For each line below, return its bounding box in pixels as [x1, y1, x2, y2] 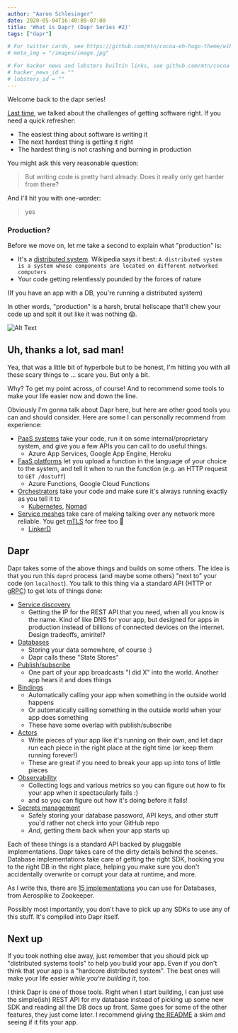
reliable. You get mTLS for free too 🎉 [17, 516, 124, 525]
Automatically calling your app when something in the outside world [28, 690, 227, 699]
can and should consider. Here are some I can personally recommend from [7, 412, 226, 422]
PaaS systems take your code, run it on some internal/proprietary [17, 434, 208, 443]
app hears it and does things [28, 675, 112, 684]
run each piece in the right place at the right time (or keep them [28, 743, 214, 752]
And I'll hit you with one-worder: [7, 193, 101, 202]
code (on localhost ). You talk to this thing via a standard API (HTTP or [7, 579, 212, 587]
